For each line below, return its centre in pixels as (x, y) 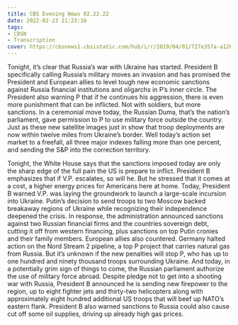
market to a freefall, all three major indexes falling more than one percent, (114, 142)
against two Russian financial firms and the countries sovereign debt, (108, 223)
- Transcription (31, 40)
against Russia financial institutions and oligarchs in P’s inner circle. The (112, 90)
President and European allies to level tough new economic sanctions (109, 82)
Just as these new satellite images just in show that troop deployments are (116, 127)
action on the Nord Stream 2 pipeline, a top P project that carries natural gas (119, 246)
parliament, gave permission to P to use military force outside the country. (115, 120)
